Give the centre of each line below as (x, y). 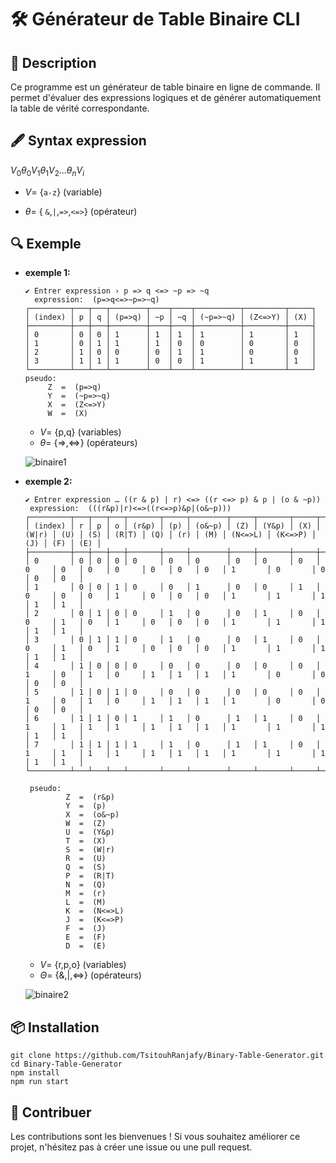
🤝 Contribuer (51, 1112)
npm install (35, 1073)
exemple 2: (48, 482)
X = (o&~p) (92, 815)
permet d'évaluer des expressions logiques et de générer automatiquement (166, 97)
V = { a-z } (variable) (63, 192)
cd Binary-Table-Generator (66, 1064)
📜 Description (53, 62)
